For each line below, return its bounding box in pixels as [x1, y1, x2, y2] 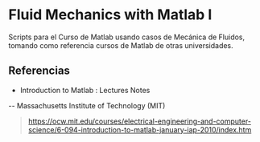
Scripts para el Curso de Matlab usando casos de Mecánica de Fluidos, [8, 32, 246, 42]
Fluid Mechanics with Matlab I [8, 6, 213, 24]
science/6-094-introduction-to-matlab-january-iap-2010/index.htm [27, 124, 252, 134]
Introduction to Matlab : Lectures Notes [19, 85, 151, 95]
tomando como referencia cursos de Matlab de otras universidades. [8, 40, 233, 50]
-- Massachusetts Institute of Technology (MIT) [8, 100, 166, 110]
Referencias [8, 64, 71, 78]
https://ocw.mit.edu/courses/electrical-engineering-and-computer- [27, 116, 252, 126]
